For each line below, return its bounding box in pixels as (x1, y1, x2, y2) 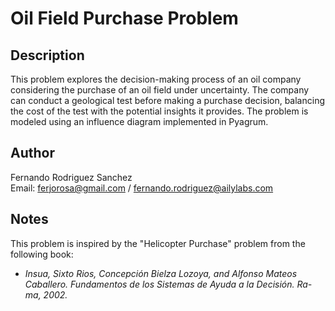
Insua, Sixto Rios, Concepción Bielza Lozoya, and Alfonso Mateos (24, 267, 298, 279)
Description (10, 47, 85, 64)
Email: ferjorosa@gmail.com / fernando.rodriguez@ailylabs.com (10, 182, 274, 194)
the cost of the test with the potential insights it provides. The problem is (10, 105, 309, 117)
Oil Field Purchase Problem (10, 7, 239, 30)
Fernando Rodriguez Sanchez (10, 171, 133, 183)
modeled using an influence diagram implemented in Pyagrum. (10, 116, 269, 127)
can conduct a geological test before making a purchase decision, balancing (10, 95, 326, 106)
